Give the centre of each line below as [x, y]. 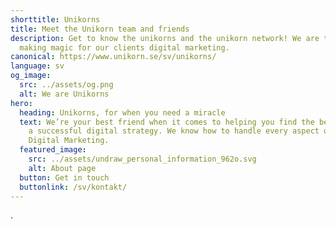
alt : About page [62, 168]
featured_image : [53, 150]
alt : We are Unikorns [64, 94]
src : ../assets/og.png [66, 85]
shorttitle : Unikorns [55, 19]
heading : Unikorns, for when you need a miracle [122, 112]
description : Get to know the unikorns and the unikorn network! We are [165, 38]
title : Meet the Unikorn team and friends [100, 29]
